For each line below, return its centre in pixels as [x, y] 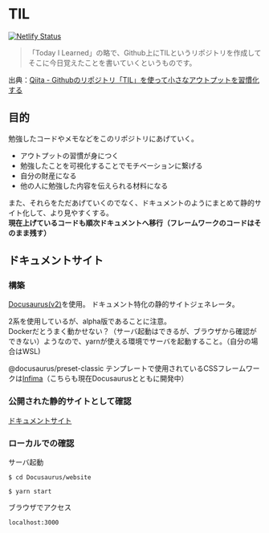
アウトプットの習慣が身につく [69, 155]
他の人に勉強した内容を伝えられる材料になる [94, 185]
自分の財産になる [48, 175]
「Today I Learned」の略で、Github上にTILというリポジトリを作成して [145, 52]
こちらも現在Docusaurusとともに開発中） [119, 379]
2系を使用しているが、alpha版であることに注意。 [90, 321]
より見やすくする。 [82, 213]
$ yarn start [30, 492]
